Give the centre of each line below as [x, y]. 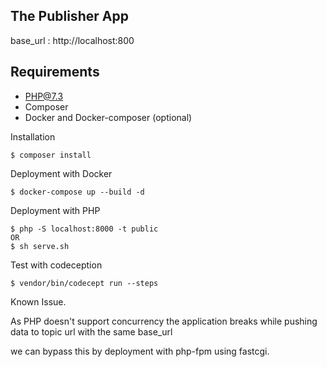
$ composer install [51, 155]
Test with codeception [56, 265]
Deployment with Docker [61, 173]
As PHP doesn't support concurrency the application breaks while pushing [164, 321]
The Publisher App [69, 16]
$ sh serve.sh [40, 246]
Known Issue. [38, 301]
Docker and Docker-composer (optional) [108, 117]
